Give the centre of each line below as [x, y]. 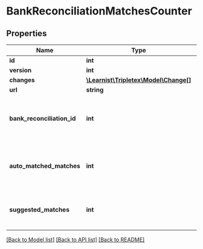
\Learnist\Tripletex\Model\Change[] [139, 80]
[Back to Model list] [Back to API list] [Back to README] [76, 240]
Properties [27, 33]
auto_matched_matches [45, 166]
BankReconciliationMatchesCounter [99, 11]
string [95, 90]
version [21, 70]
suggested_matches [39, 210]
